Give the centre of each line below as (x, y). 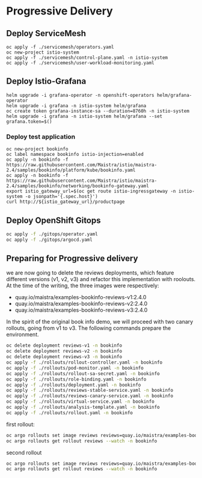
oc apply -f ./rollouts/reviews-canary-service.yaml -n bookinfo (90, 396)
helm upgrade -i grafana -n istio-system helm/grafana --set (84, 116)
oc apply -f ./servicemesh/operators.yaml (60, 47)
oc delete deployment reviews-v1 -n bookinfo (64, 346)
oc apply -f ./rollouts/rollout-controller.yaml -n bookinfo (84, 362)
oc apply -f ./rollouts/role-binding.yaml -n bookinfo (76, 379)
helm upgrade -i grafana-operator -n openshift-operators (80, 95)
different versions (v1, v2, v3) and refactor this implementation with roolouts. (101, 279)
